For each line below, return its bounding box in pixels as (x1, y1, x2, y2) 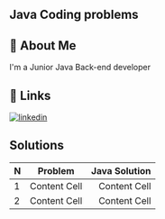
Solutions (9, 138, 65, 153)
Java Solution (91, 164, 151, 177)
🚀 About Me (9, 38, 77, 53)
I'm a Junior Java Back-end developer (9, 62, 151, 73)
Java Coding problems (9, 7, 139, 23)
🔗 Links (9, 87, 51, 103)
